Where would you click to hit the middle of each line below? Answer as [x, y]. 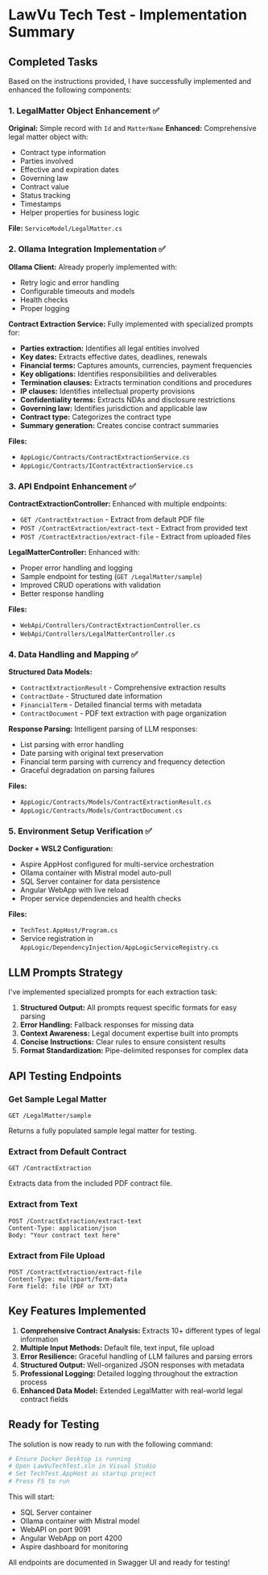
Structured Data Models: [50, 672]
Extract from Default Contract [68, 1151]
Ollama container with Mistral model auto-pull [95, 873]
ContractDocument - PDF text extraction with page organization [123, 713]
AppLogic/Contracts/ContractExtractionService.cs [105, 457]
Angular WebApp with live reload [74, 890]
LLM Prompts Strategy [66, 972]
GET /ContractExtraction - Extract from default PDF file [112, 519]
